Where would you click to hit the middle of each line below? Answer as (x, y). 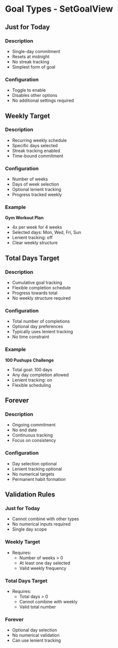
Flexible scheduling (31, 385)
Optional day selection (34, 630)
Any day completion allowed (40, 375)
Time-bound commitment (38, 156)
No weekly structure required (41, 298)
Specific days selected (35, 145)
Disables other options (34, 95)
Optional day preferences (37, 326)
